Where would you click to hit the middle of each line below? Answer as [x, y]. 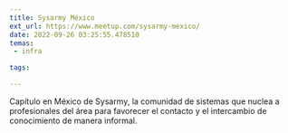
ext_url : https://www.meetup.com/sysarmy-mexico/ [105, 26]
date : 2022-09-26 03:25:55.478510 [75, 34]
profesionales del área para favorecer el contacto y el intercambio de [138, 111]
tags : [19, 68]
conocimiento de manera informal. [73, 120]
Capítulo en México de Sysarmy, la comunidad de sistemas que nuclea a [144, 101]
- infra [28, 52]
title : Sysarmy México [52, 18]
